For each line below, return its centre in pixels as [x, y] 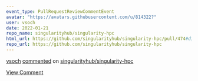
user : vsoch [21, 22]
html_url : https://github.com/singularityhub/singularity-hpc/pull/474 [96, 39]
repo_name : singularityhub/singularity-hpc [60, 33]
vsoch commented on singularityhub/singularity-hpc [70, 61]
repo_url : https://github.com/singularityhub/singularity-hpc [84, 45]
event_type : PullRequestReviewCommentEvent [60, 11]
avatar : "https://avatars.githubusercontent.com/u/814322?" [82, 17]
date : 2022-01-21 [27, 28]
